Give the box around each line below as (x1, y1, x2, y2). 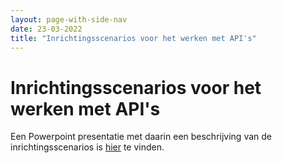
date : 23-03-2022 (10, 24, 83, 34)
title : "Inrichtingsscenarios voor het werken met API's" (10, 33, 257, 43)
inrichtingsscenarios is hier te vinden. (10, 141, 165, 153)
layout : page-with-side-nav (10, 14, 128, 25)
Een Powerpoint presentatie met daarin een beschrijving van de (10, 131, 272, 143)
